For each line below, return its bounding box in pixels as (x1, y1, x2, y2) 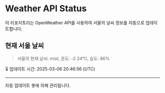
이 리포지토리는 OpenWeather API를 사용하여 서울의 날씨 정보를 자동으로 (5, 20, 145, 25)
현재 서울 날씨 (5, 42, 44, 50)
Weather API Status (5, 3, 87, 14)
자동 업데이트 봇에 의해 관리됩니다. (5, 82, 71, 88)
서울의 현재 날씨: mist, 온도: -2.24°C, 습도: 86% (17, 55, 110, 61)
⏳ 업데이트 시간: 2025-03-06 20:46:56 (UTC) (5, 66, 95, 71)
